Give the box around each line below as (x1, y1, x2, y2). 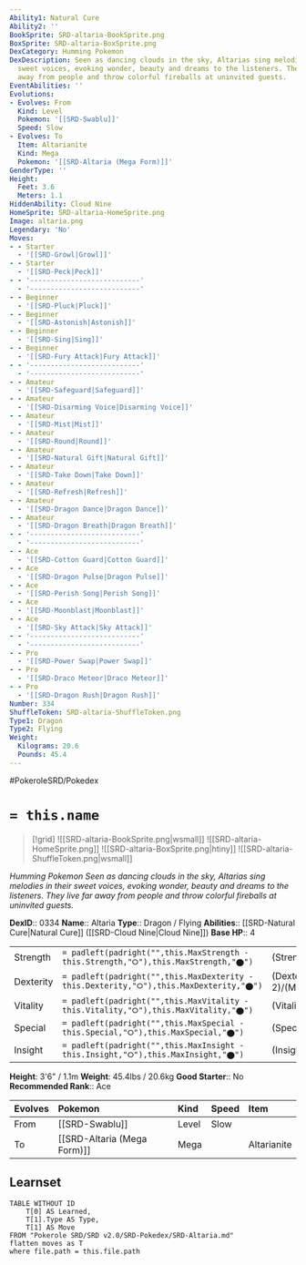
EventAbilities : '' (9, 81, 84, 90)
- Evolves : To (9, 132, 64, 141)
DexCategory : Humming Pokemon (9, 47, 125, 56)
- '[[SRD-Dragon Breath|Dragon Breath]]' (17, 521, 178, 531)
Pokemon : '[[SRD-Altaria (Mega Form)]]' (17, 157, 173, 167)
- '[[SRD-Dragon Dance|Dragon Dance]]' (17, 505, 169, 514)
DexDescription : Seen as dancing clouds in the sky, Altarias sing (9, 56, 271, 65)
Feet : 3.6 (17, 183, 55, 192)
